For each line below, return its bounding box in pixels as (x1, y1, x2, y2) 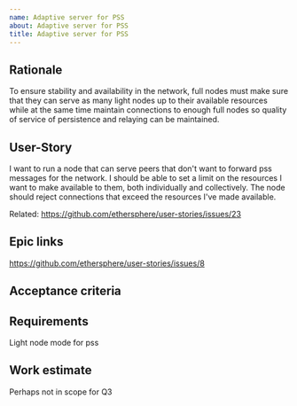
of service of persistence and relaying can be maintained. (9, 114, 220, 125)
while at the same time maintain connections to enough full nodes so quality (9, 105, 287, 115)
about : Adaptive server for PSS (9, 21, 129, 30)
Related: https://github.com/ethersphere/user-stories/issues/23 (9, 209, 242, 219)
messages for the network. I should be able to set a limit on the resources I (9, 173, 282, 183)
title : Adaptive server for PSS (9, 29, 129, 38)
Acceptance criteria (9, 284, 121, 299)
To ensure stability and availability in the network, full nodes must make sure (9, 86, 289, 97)
